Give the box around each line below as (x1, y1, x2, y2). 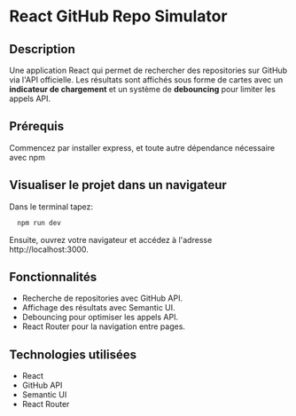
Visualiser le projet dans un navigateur (9, 177, 228, 192)
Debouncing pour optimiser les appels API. (21, 312, 179, 323)
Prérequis (9, 119, 65, 134)
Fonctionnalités (9, 269, 97, 285)
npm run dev (17, 218, 62, 227)
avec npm (9, 152, 46, 162)
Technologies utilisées (9, 347, 137, 362)
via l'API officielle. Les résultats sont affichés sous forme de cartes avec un (9, 75, 284, 85)
